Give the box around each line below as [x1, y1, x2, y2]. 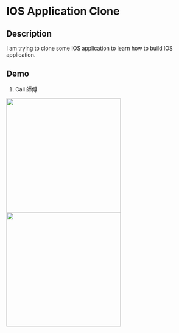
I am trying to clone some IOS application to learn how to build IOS [6, 44, 173, 52]
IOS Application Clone [6, 4, 120, 18]
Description [6, 29, 52, 39]
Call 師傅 [15, 85, 38, 93]
